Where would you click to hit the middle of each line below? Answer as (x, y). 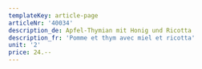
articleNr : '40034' (41, 23)
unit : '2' (25, 45)
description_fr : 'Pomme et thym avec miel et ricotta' (102, 38)
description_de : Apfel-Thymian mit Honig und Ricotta (100, 30)
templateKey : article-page (53, 15)
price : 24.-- (30, 52)
